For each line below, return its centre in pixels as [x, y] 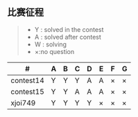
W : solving [51, 44]
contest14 [28, 80]
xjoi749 [23, 102]
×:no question [54, 51]
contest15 [28, 91]
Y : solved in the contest [69, 29]
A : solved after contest [68, 37]
